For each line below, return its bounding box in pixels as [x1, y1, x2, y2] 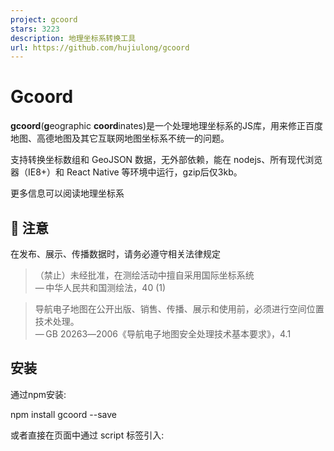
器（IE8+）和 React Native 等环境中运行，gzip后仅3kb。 [10, 166, 243, 178]
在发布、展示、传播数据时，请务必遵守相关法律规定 [10, 248, 221, 260]
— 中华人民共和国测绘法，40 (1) [34, 282, 167, 293]
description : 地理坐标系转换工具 [10, 33, 137, 43]
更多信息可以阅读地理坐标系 [10, 187, 125, 200]
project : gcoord [10, 14, 78, 25]
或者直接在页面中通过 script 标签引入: [10, 429, 165, 441]
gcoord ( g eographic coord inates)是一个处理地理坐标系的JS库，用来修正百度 [10, 120, 324, 132]
